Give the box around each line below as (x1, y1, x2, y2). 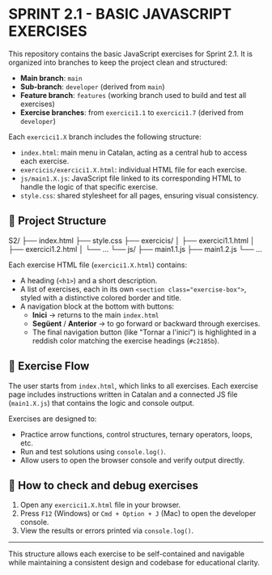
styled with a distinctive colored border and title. (19, 292, 182, 302)
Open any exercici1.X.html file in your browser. (19, 500, 181, 510)
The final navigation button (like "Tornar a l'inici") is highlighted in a (32, 327, 257, 337)
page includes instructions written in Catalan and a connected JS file (8, 390, 238, 399)
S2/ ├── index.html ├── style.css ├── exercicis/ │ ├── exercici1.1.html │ (8, 236, 255, 245)
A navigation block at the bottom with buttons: (19, 301, 175, 311)
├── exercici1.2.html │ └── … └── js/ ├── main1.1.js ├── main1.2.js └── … (8, 244, 263, 253)
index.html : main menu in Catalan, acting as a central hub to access (19, 147, 248, 157)
